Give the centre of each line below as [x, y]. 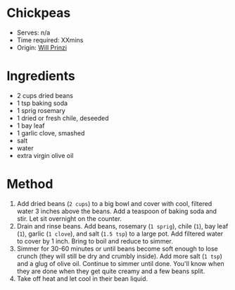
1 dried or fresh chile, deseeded [63, 118]
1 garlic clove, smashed [51, 133]
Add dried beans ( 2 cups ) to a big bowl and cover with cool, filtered [114, 203]
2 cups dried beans [45, 95]
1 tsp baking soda [42, 103]
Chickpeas [39, 13]
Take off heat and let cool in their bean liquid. [82, 278]
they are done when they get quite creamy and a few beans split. [111, 271]
